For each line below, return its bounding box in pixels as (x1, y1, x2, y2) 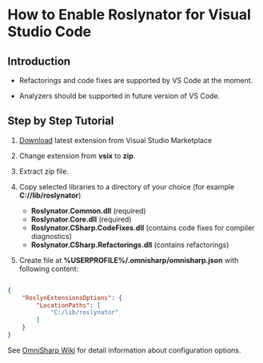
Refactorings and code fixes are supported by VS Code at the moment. (18, 76, 253, 85)
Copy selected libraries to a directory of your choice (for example (18, 181, 235, 191)
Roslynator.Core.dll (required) (30, 214, 132, 224)
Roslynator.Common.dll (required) (30, 205, 146, 215)
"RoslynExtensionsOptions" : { (22, 293, 123, 301)
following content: (18, 264, 79, 273)
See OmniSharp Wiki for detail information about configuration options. (7, 345, 241, 355)
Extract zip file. (18, 166, 70, 176)
